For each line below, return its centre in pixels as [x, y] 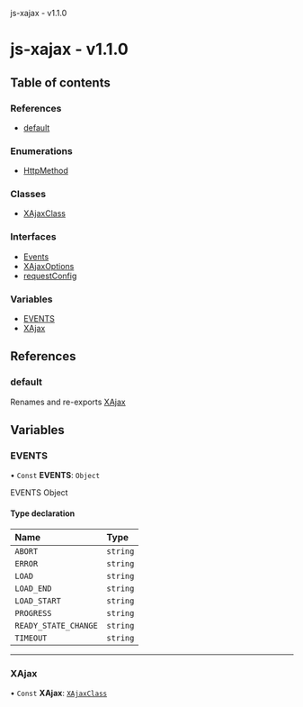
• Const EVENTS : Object [55, 476]
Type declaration [43, 513]
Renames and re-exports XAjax [68, 402]
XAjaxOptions [49, 266]
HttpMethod [45, 171]
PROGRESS [33, 613]
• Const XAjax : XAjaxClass [58, 693]
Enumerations [41, 150]
